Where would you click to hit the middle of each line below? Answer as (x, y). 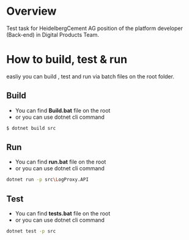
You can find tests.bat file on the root (63, 214)
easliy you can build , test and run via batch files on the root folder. (90, 76)
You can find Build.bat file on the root (63, 110)
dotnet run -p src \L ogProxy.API (47, 180)
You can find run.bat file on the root (61, 162)
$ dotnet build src (31, 128)
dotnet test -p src (31, 231)
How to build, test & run (67, 60)
